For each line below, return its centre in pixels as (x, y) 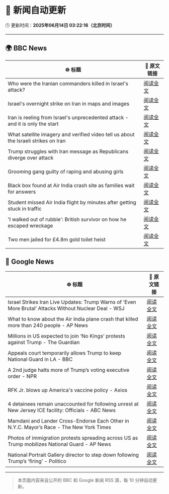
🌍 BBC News (26, 48)
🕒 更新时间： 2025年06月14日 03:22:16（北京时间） (60, 25)
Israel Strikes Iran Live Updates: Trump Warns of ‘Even (72, 302)
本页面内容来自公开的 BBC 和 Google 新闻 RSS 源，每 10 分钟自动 (85, 480)
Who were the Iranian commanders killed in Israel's (68, 84)
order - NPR (22, 376)
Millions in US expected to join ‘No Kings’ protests (67, 336)
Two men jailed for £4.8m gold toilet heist (57, 239)
